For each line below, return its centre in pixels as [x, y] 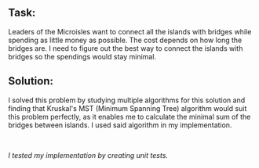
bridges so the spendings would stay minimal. [82, 56]
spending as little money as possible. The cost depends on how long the [125, 40]
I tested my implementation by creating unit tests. [88, 155]
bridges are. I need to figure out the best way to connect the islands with [126, 48]
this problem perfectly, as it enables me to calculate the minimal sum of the [129, 116]
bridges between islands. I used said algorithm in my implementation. [120, 125]
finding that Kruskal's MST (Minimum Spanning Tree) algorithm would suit [128, 108]
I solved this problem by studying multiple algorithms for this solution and [127, 100]
